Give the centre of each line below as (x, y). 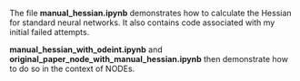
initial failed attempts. (50, 32)
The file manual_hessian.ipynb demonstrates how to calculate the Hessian (151, 13)
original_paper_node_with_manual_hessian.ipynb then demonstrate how (149, 59)
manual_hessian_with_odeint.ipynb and (86, 49)
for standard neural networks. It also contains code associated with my (142, 22)
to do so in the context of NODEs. (72, 68)
